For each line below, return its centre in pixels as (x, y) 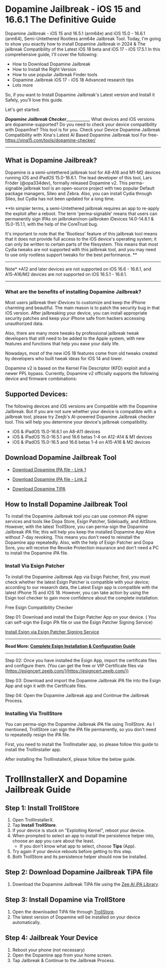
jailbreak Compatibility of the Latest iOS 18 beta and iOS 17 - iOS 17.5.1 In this (83, 49)
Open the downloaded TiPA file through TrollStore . (63, 912)
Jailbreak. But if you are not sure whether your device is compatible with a (81, 411)
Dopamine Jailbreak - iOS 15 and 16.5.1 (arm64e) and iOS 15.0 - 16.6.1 (75, 33)
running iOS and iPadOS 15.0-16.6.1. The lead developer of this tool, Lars (79, 177)
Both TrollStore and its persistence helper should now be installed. (80, 857)
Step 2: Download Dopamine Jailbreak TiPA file (79, 872)
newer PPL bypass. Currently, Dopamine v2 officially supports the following (82, 374)
